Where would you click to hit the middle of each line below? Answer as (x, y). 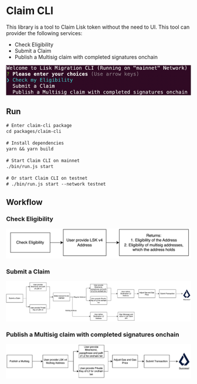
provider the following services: (44, 33)
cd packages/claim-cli (34, 132)
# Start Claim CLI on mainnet (43, 161)
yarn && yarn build (30, 149)
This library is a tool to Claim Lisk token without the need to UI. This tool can (98, 27)
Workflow (24, 202)
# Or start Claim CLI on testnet (47, 179)
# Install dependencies (35, 143)
